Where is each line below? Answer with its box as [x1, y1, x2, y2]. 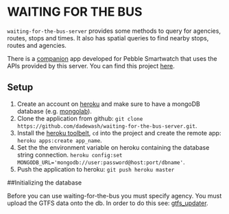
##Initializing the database [7, 178, 82, 187]
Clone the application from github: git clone [16, 114, 143, 122]
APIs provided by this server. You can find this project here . [7, 62, 175, 70]
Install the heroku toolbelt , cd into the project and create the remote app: [16, 129, 221, 137]
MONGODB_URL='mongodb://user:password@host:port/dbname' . [16, 158, 185, 166]
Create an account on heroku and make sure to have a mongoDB [16, 100, 200, 108]
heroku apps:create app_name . [16, 136, 103, 144]
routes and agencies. [7, 41, 67, 49]
